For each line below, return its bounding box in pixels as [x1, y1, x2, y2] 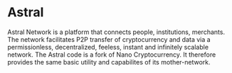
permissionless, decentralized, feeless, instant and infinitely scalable [7, 43, 209, 51]
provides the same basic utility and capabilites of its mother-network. [7, 57, 211, 66]
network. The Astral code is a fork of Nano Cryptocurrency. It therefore [7, 50, 216, 59]
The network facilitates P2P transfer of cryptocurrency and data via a [7, 35, 211, 43]
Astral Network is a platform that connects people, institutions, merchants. [7, 28, 226, 36]
